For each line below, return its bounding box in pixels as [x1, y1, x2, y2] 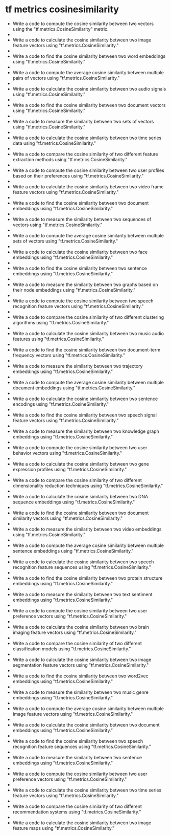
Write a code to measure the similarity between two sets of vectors [12, 118, 154, 124]
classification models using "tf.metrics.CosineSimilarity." [12, 646, 131, 652]
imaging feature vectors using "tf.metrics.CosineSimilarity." [12, 629, 137, 635]
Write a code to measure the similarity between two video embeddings [12, 526, 162, 532]
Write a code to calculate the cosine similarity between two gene [12, 460, 149, 467]
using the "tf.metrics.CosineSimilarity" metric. [12, 26, 109, 32]
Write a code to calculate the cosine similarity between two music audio [12, 330, 164, 336]
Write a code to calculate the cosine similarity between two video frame [12, 183, 164, 190]
